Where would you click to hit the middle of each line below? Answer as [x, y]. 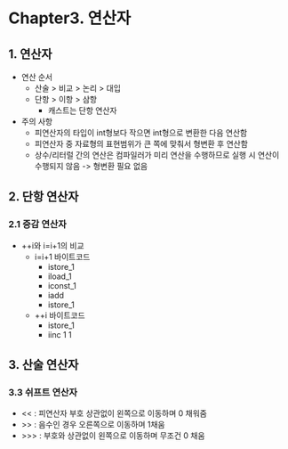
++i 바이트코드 [60, 315]
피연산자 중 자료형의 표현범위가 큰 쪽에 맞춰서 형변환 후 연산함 [141, 144]
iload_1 [60, 276]
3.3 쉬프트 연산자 [43, 392]
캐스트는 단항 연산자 [82, 110]
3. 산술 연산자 [44, 365]
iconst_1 [62, 285]
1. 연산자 [30, 54]
